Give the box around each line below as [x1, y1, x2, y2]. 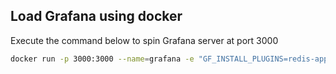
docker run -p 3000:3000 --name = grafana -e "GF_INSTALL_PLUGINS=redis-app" [10, 54, 333, 64]
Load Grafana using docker [10, 8, 183, 25]
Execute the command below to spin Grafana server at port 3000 [10, 34, 279, 46]
